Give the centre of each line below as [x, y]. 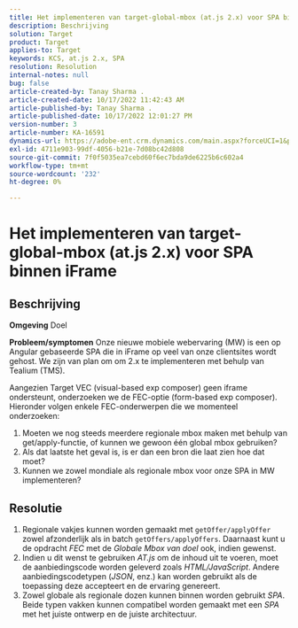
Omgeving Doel [39, 325]
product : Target [39, 42]
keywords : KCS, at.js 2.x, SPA [67, 58]
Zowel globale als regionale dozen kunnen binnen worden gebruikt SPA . [153, 595]
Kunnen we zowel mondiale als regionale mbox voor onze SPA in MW [148, 471]
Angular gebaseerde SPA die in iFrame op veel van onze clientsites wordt [143, 352]
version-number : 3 [43, 125]
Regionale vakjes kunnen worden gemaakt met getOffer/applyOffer [146, 529]
